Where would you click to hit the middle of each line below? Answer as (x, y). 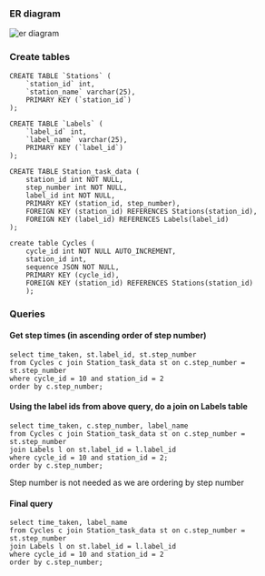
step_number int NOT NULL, (77, 187)
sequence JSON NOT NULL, (73, 267)
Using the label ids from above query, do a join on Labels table (128, 407)
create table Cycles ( (52, 243)
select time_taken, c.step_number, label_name (99, 426)
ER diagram (35, 14)
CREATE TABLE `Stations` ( (60, 76)
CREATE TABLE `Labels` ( (56, 124)
